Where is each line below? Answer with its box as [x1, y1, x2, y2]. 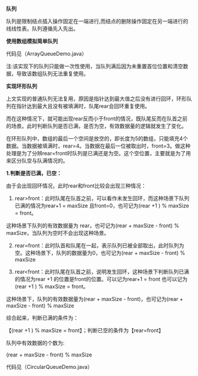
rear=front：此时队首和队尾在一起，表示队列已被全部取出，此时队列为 [14, 242, 184, 249]
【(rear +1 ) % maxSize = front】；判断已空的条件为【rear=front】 [6, 327, 164, 334]
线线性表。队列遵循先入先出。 [6, 25, 78, 32]
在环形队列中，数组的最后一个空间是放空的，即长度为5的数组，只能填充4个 [6, 135, 189, 142]
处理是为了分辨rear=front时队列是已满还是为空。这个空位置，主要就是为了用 [6, 150, 192, 156]
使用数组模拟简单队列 [6, 38, 58, 44]
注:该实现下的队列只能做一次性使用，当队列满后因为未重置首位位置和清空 [6, 63, 184, 70]
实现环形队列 [6, 83, 37, 90]
